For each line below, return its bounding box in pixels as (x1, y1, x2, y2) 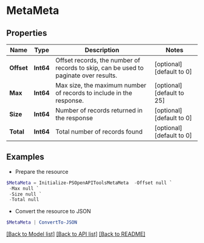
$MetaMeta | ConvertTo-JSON (6, 219, 78, 225)
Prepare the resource (15, 168, 69, 175)
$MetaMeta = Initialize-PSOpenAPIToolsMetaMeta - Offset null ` (6, 180, 172, 186)
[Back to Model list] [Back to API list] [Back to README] (6, 230, 146, 238)
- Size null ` (8, 191, 42, 197)
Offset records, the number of (55, 56, 141, 64)
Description (84, 46, 120, 54)
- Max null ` (8, 185, 39, 191)
